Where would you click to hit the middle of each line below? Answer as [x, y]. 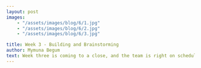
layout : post [22, 12]
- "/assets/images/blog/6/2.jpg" [59, 28]
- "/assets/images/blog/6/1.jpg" [59, 23]
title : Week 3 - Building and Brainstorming [63, 45]
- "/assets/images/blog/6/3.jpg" [59, 34]
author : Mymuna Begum [33, 50]
